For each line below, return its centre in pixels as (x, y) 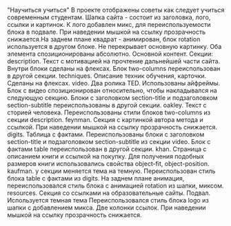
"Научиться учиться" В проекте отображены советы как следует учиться (116, 10)
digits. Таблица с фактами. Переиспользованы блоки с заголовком (106, 134)
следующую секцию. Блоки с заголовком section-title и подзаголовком (113, 98)
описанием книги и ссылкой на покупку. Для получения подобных (106, 156)
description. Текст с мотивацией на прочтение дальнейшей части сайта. (114, 61)
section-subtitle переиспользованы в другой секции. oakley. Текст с (107, 105)
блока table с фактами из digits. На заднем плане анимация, (96, 178)
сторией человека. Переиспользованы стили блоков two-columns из (109, 112)
